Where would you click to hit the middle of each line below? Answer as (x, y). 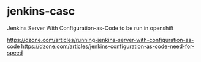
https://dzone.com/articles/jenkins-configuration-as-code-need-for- (108, 46)
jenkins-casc (41, 11)
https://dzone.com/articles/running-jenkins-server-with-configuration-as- (100, 40)
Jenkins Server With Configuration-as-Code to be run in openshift (90, 28)
